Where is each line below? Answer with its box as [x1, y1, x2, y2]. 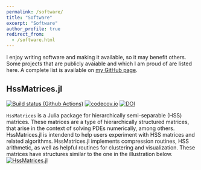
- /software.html [11, 37, 56, 43]
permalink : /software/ [6, 8, 63, 15]
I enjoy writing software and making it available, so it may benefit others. [6, 54, 187, 60]
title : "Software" [6, 15, 53, 21]
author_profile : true [6, 25, 61, 32]
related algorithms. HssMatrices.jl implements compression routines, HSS [6, 137, 189, 145]
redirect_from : [6, 31, 45, 38]
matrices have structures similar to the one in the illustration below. [6, 150, 173, 157]
